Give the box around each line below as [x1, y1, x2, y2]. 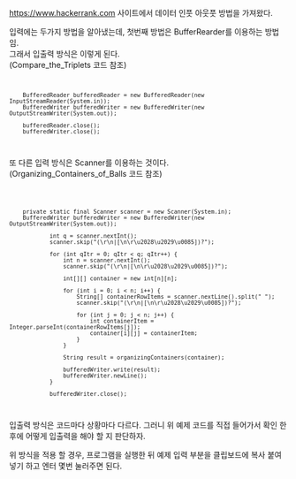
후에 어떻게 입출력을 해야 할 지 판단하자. [9, 430, 146, 441]
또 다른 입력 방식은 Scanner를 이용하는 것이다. [9, 157, 170, 168]
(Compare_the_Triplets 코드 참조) [9, 60, 127, 70]
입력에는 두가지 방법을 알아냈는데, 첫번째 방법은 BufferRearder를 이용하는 [9, 27, 263, 37]
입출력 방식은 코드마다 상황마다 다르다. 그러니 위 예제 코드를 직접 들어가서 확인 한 [9, 419, 287, 430]
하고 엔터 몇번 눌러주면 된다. [25, 460, 123, 471]
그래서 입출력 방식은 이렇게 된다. [9, 49, 121, 59]
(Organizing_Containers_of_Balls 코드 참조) [9, 168, 163, 179]
